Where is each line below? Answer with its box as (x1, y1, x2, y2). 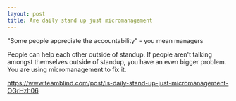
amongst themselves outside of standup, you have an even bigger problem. (7, 57, 227, 66)
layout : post (7, 10, 46, 18)
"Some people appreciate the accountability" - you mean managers (7, 36, 204, 44)
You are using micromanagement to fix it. (7, 65, 127, 73)
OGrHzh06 (7, 86, 39, 95)
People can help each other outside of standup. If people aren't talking (7, 50, 213, 59)
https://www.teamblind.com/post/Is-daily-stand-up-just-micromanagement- (7, 78, 229, 87)
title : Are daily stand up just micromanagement (7, 17, 153, 24)
